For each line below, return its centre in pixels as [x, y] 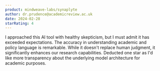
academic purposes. [26, 63]
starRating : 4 [20, 23]
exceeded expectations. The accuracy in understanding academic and [76, 43]
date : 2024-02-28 [23, 19]
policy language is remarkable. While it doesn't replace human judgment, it [80, 47]
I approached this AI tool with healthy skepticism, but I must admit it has [77, 37]
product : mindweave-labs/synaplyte [41, 10]
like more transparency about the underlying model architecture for [73, 58]
